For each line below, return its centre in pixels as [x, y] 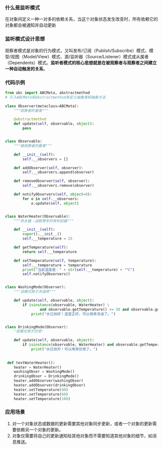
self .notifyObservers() [46, 274]
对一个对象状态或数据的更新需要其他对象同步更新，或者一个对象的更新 [82, 423]
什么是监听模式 [23, 7]
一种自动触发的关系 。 [26, 68]
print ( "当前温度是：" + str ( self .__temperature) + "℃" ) [79, 270]
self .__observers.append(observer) [58, 172]
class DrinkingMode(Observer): [37, 327]
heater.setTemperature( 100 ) [42, 399]
